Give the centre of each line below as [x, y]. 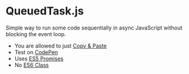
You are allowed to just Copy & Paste [60, 46]
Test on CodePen [36, 52]
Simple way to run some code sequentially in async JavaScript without [94, 28]
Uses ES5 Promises [39, 58]
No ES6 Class [32, 65]
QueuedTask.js [45, 11]
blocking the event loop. [36, 34]
